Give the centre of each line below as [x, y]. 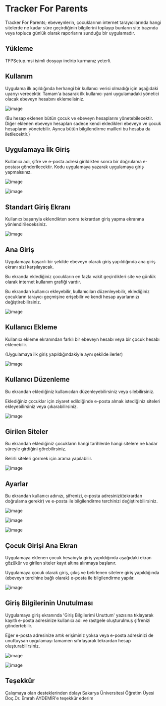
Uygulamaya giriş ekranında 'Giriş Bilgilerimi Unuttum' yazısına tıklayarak [79, 615]
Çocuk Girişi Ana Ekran [41, 546]
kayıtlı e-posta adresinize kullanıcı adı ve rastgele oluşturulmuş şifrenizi [78, 620]
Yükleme [19, 49]
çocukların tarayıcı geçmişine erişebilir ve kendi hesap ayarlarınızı [72, 297]
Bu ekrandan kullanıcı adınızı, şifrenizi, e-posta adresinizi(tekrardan [74, 496]
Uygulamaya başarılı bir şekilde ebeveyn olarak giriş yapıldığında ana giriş [81, 261]
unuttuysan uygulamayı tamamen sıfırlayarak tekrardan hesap [68, 640]
